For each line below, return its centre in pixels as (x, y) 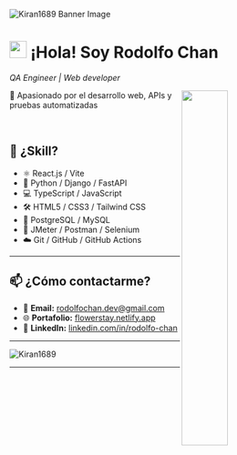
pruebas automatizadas (54, 105)
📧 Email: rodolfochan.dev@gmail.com (93, 308)
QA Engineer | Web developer (65, 77)
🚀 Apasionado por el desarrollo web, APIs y (91, 95)
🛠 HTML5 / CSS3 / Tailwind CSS (84, 207)
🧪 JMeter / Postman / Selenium (81, 229)
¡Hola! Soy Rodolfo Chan (124, 52)
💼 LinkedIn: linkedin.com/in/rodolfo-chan (100, 328)
